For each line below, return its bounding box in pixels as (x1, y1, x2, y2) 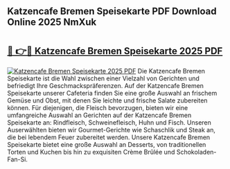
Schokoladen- (176, 148, 217, 156)
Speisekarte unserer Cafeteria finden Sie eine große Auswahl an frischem (7, 89, 218, 97)
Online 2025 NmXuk (7, 17, 97, 28)
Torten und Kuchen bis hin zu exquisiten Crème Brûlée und (7, 148, 175, 156)
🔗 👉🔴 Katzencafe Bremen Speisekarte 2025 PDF (7, 45, 223, 57)
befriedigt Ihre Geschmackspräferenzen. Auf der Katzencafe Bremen (7, 82, 204, 89)
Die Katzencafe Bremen (137, 67, 206, 75)
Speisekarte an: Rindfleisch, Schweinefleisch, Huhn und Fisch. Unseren (7, 118, 211, 127)
